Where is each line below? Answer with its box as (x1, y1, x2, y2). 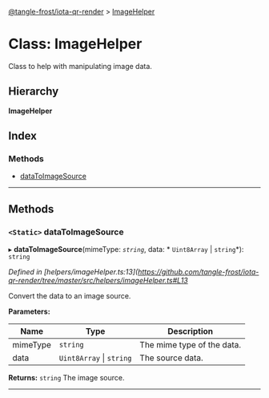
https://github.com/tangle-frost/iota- (137, 267, 259, 277)
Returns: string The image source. (8, 373, 125, 383)
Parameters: (8, 307, 50, 316)
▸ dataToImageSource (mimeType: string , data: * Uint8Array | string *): (8, 245, 244, 254)
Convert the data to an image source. (8, 291, 131, 301)
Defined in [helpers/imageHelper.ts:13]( (8, 267, 139, 277)
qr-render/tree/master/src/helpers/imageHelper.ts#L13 (8, 276, 188, 286)
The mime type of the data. (139, 339, 242, 351)
